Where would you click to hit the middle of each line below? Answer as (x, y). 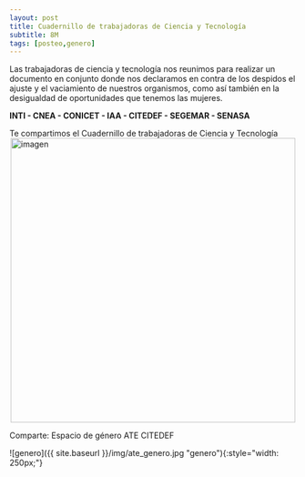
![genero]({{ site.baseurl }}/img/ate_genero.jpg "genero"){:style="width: (144, 453)
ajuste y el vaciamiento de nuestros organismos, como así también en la (144, 88)
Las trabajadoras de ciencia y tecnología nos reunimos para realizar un (142, 69)
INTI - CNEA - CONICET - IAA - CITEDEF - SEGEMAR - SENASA (130, 116)
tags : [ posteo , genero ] (52, 43)
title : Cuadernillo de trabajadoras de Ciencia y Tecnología (128, 26)
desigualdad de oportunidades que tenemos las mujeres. (116, 98)
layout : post (34, 18)
